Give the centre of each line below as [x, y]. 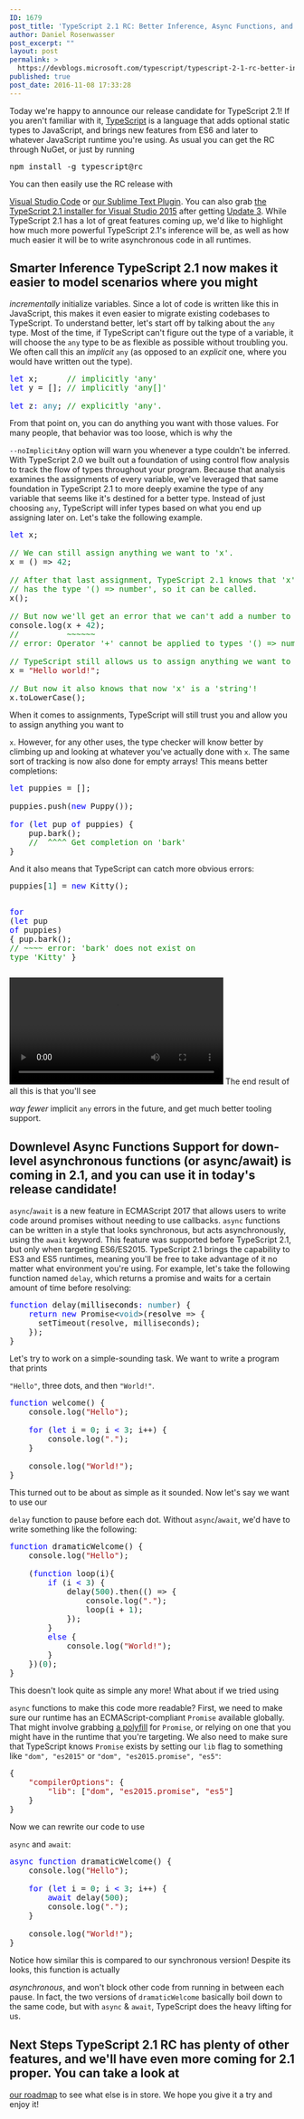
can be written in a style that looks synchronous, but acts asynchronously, [148, 1231]
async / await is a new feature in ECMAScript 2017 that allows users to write [148, 1211]
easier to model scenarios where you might [134, 283]
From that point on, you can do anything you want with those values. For [144, 423]
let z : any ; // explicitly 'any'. [86, 406]
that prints [28, 1368]
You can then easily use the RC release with [91, 184]
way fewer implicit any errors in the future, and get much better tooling [141, 1108]
